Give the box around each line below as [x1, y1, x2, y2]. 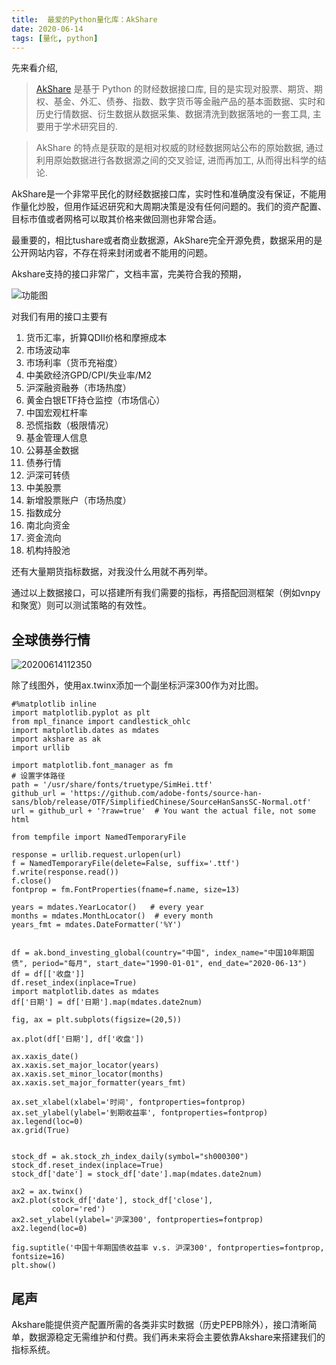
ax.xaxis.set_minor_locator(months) [11, 1069, 164, 1080]
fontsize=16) [11, 1252, 66, 1262]
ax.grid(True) [11, 1126, 71, 1136]
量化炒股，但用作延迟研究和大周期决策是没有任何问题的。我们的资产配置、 [19, 201, 327, 213]
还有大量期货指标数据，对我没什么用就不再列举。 [11, 566, 213, 578]
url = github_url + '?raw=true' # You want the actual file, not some [11, 806, 316, 816]
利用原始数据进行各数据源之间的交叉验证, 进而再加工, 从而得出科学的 [35, 154, 318, 166]
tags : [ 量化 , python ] [11, 33, 99, 43]
